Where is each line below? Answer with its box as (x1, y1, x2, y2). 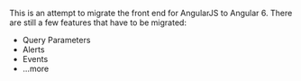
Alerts (22, 44, 45, 55)
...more (22, 63, 50, 74)
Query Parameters (22, 35, 91, 45)
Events (22, 54, 49, 64)
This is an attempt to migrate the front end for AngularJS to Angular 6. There (9, 8, 293, 18)
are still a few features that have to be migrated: (9, 17, 187, 28)
